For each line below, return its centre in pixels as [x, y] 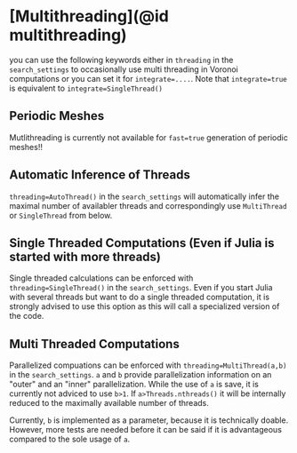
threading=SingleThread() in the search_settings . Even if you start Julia [141, 288]
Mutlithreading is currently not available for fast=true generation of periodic [149, 137]
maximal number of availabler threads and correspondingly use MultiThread [148, 205]
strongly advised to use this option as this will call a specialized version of [144, 306]
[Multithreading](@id [89, 16]
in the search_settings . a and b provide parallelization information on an [140, 375]
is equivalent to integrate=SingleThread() [86, 88]
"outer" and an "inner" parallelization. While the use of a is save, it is [134, 385]
